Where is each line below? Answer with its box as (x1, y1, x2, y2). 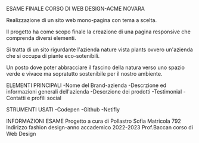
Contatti (6, 95, 26, 101)
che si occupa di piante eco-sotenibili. (6, 52, 100, 59)
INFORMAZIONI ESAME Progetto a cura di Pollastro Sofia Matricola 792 (6, 117, 182, 125)
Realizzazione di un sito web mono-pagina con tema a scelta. (6, 17, 157, 23)
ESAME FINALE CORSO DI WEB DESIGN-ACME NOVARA (6, 5, 145, 12)
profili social (31, 95, 61, 101)
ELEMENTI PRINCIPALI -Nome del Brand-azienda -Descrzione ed (6, 82, 167, 89)
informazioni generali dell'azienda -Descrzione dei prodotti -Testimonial (6, 88, 182, 95)
